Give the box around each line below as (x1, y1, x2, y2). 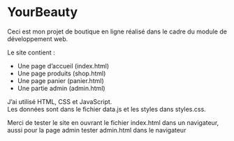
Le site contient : (7, 48, 55, 57)
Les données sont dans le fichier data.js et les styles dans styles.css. (7, 105, 206, 113)
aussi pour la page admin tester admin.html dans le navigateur (7, 126, 187, 134)
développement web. (7, 34, 68, 43)
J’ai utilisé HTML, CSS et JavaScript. (7, 97, 112, 105)
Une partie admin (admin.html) (17, 84, 106, 92)
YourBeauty (7, 4, 78, 20)
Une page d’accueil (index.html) (17, 61, 110, 70)
